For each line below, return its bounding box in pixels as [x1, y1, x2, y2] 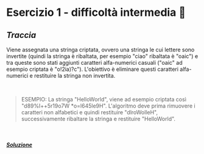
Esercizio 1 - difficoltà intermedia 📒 [6, 5, 186, 20]
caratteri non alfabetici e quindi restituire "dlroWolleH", [21, 109, 158, 116]
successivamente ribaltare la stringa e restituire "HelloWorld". [21, 116, 175, 122]
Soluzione [6, 141, 32, 148]
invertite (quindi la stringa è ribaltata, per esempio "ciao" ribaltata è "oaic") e [6, 53, 199, 60]
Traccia [6, 30, 37, 40]
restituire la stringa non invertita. [34, 72, 116, 79]
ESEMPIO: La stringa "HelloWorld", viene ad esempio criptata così [21, 96, 187, 103]
